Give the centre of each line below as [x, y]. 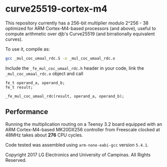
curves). [14, 39]
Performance [27, 112]
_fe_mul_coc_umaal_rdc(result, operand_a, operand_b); [65, 96]
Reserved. [16, 160]
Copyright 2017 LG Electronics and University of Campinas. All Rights [78, 155]
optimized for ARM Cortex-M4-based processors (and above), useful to [81, 28]
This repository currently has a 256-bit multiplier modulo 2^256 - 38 [77, 23]
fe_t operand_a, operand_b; [35, 83]
